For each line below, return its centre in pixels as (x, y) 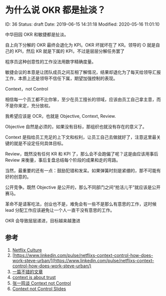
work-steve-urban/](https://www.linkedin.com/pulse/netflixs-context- (83, 260)
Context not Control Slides (39, 289)
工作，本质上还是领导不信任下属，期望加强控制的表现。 (61, 78)
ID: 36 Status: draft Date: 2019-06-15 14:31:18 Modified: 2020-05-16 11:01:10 (82, 24)
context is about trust (34, 277)
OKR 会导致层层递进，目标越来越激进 (43, 220)
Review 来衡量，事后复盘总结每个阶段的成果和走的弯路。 (63, 160)
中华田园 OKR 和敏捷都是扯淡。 (37, 34)
